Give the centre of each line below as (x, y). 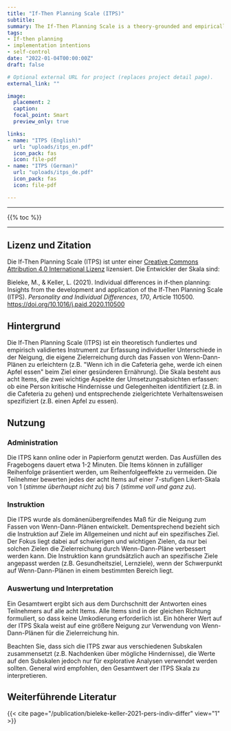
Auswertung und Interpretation (60, 589)
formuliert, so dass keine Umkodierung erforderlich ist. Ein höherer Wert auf (114, 618)
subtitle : (21, 20)
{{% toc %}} (25, 217)
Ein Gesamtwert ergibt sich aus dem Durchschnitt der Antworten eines (107, 604)
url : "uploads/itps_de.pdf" (54, 173)
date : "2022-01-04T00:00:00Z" (51, 59)
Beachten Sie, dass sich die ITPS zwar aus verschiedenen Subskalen (105, 646)
